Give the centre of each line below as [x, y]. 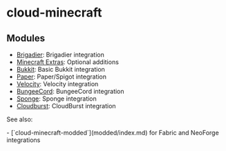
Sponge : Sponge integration [57, 99]
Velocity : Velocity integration [57, 84]
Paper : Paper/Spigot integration [62, 77]
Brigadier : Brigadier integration [60, 54]
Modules [26, 38]
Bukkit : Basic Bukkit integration [60, 69]
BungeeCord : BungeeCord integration [70, 91]
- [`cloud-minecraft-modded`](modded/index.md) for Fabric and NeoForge [113, 133]
